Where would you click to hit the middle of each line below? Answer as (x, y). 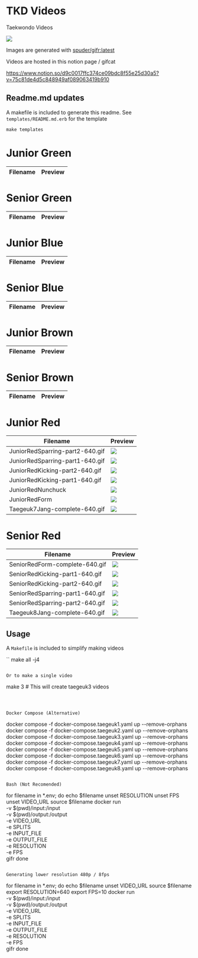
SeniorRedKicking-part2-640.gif (56, 584)
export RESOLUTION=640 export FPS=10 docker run (70, 892)
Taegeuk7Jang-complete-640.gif (57, 509)
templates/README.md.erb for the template (57, 118)
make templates (25, 129)
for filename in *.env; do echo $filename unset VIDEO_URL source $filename (99, 886)
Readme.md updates (45, 98)
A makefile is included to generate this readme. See (69, 112)
